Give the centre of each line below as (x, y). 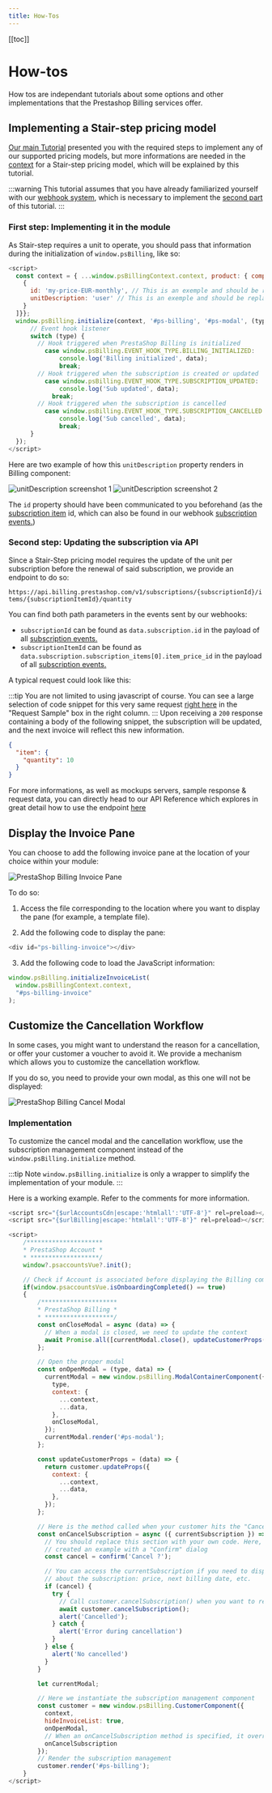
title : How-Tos (34, 16)
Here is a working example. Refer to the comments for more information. (129, 1198)
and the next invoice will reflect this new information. (96, 730)
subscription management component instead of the (96, 1149)
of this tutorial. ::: (36, 206)
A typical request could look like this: (70, 680)
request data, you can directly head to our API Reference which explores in (134, 799)
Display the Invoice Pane (72, 833)
